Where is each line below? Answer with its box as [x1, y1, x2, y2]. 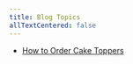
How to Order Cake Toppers [21, 45, 125, 55]
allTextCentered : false [9, 21, 97, 30]
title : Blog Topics [9, 12, 81, 22]
